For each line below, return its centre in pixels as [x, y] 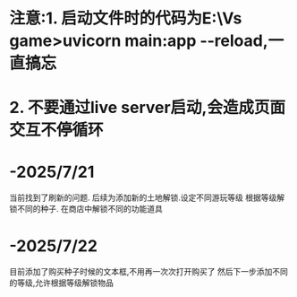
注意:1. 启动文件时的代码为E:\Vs [126, 18]
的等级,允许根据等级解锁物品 [62, 283]
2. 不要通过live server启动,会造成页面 [148, 108]
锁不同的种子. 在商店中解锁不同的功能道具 [86, 209]
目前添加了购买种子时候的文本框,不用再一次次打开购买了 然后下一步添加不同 [148, 272]
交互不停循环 [57, 130]
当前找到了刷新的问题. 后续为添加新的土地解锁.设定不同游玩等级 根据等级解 [147, 197]
